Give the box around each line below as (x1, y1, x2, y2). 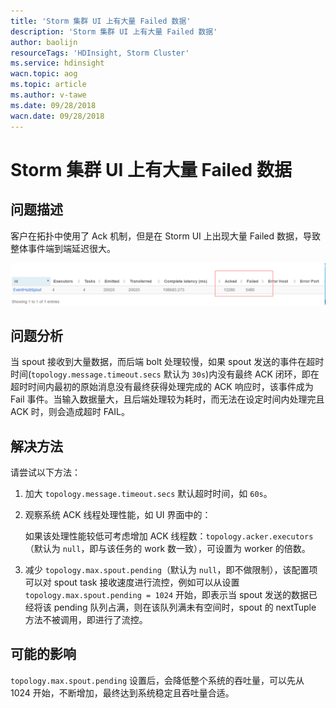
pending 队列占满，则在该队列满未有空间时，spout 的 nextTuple (53, 601, 317, 614)
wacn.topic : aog (10, 69, 78, 79)
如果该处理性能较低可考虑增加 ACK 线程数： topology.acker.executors (24, 530, 314, 542)
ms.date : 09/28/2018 (10, 100, 97, 110)
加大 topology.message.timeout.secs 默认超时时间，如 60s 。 (24, 488, 273, 500)
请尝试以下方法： (10, 466, 81, 479)
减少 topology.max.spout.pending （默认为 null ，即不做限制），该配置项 (24, 564, 318, 576)
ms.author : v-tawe (10, 90, 87, 100)
